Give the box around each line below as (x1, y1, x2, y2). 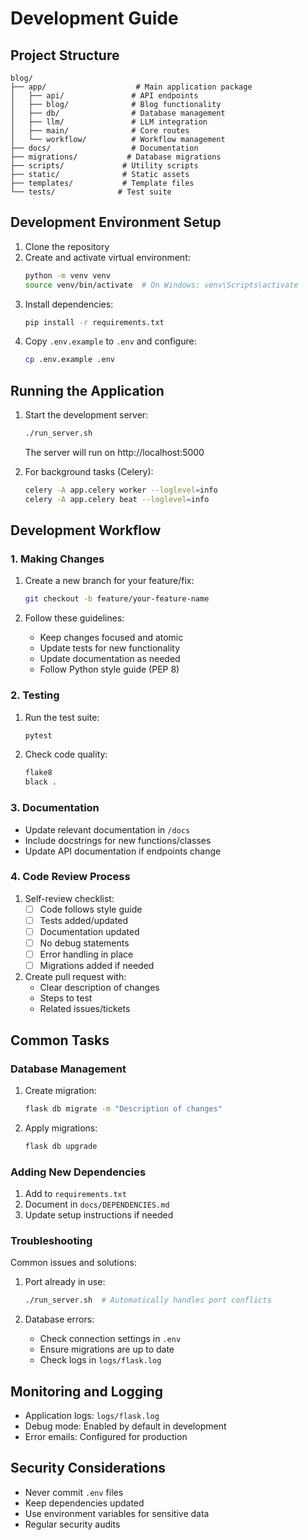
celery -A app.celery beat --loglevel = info (24, 494, 210, 504)
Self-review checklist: (24, 892, 115, 904)
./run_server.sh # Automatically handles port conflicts (24, 1295, 272, 1306)
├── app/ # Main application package (10, 82, 253, 92)
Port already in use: (24, 1276, 106, 1288)
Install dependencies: (24, 298, 114, 310)
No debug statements (39, 937, 130, 949)
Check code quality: (24, 748, 108, 761)
